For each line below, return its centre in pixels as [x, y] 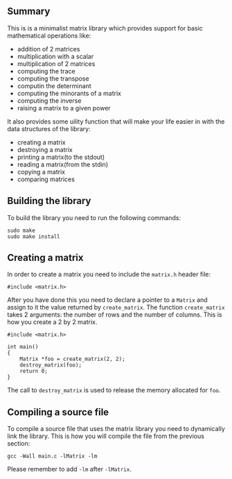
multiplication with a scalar [55, 56]
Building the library [49, 201]
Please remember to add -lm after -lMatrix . [69, 469]
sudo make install [34, 236]
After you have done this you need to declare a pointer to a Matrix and [107, 300]
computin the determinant [54, 85]
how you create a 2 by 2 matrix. [52, 322]
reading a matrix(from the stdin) [63, 164]
